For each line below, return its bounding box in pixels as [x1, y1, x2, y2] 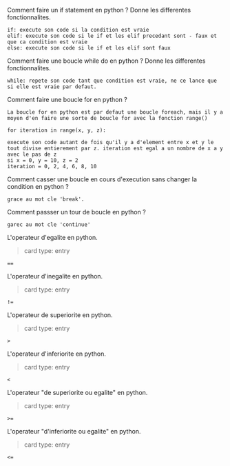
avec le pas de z [7, 151, 57, 158]
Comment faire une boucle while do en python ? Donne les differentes [7, 57, 206, 65]
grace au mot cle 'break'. [7, 196, 85, 203]
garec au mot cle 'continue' [7, 221, 91, 228]
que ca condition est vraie [7, 39, 88, 45]
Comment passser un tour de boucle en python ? [7, 208, 146, 216]
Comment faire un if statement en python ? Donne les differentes [7, 6, 191, 14]
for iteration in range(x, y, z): [7, 127, 107, 134]
